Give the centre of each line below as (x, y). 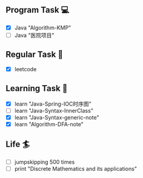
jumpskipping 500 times (45, 162)
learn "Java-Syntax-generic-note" (57, 117)
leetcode (25, 69)
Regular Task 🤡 (35, 55)
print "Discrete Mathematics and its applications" (76, 168)
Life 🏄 (18, 145)
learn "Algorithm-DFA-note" (49, 124)
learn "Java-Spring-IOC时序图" (53, 104)
